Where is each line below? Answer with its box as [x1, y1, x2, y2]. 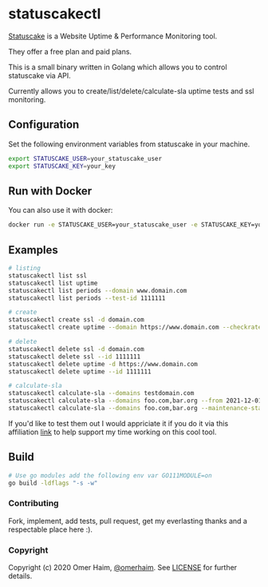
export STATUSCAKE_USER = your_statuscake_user [8, 154, 162, 162]
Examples [8, 243, 58, 257]
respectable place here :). [8, 525, 93, 534]
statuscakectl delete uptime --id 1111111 [8, 367, 152, 376]
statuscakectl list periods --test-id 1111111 [8, 293, 166, 302]
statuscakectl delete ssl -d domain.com [8, 345, 145, 353]
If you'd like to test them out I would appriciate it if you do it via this [8, 418, 229, 428]
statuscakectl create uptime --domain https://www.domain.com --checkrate [8, 323, 262, 332]
